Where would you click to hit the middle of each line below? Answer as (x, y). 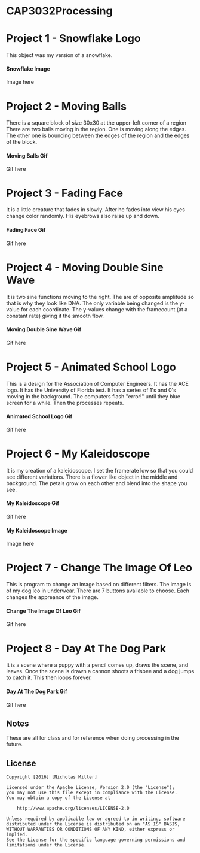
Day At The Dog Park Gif (37, 691)
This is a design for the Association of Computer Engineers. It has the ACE (98, 383)
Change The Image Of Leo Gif (44, 611)
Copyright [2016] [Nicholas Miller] (52, 777)
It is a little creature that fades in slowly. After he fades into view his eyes (96, 210)
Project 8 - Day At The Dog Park (86, 648)
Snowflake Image (28, 69)
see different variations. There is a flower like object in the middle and (92, 477)
